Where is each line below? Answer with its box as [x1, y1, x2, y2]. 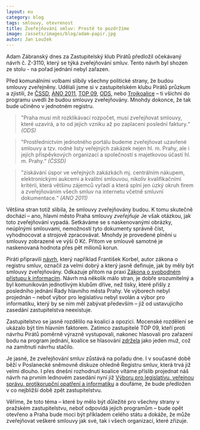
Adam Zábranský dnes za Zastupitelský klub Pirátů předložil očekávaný [6, 53, 182, 60]
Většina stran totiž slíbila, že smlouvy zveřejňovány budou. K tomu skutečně [6, 206, 193, 213]
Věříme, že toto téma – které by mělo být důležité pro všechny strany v [6, 398, 180, 405]
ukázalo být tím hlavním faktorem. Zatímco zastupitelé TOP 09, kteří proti [6, 324, 186, 331]
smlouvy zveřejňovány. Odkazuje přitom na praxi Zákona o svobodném [6, 268, 181, 275]
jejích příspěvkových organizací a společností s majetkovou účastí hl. [20, 151, 191, 158]
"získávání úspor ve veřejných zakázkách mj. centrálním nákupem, [20, 169, 185, 176]
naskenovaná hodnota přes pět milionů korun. [6, 244, 119, 251]
